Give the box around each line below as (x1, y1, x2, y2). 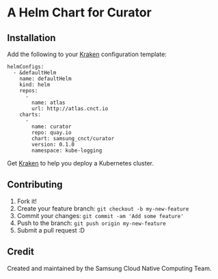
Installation (7, 32, 56, 44)
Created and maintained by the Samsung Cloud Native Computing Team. (7, 264, 212, 272)
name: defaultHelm (19, 75, 72, 82)
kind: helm (19, 81, 51, 88)
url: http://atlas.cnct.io (31, 105, 109, 112)
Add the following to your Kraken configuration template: (7, 50, 167, 58)
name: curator (31, 123, 72, 130)
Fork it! (16, 197, 38, 205)
